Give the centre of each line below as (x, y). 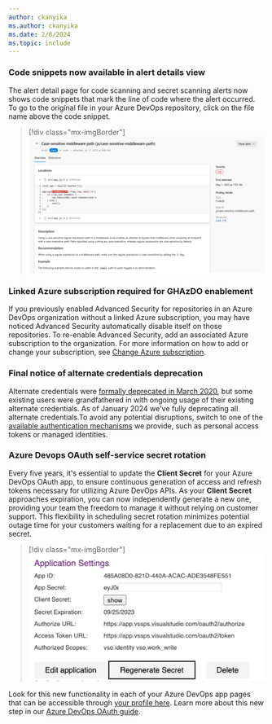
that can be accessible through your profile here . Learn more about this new (136, 703)
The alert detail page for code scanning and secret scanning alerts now (128, 90)
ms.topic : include (39, 43)
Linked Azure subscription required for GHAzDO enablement (131, 291)
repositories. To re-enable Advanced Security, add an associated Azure (128, 335)
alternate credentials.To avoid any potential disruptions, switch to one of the (136, 417)
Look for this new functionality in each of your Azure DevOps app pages (129, 694)
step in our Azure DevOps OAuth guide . (75, 712)
